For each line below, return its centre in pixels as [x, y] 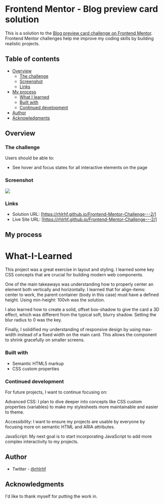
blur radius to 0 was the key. [34, 320]
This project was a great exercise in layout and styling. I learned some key [80, 269]
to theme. [15, 412]
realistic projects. [23, 43]
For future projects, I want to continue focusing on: [56, 392]
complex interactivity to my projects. [42, 442]
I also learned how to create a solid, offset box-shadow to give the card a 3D [82, 310]
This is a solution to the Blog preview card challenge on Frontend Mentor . [79, 33]
